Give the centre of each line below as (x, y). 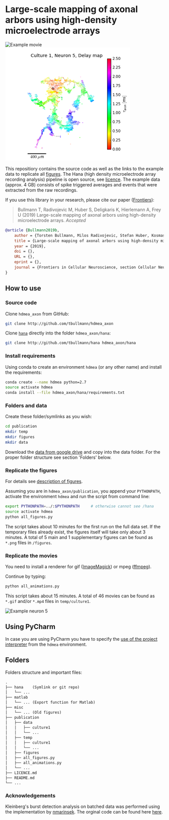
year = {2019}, (30, 246)
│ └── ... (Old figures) (33, 712)
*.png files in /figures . (29, 542)
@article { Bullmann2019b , (32, 230)
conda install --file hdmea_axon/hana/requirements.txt (65, 393)
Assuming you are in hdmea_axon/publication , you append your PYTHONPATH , (83, 491)
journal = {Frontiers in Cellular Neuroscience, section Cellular (85, 267)
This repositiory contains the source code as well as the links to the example (84, 168)
